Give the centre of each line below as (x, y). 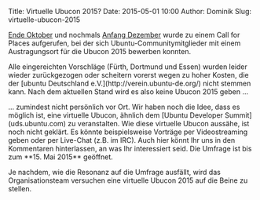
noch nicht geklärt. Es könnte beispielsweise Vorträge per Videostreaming (128, 132)
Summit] (239, 115)
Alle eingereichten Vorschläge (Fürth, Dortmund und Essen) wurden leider (128, 67)
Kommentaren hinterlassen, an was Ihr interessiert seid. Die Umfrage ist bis (130, 149)
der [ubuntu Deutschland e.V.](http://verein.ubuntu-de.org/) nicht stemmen (130, 83)
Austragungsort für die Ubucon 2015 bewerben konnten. (99, 51)
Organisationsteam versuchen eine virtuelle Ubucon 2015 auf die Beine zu (128, 180)
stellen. (20, 189)
